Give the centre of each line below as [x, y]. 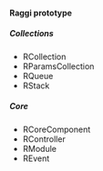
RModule [40, 148]
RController [44, 139]
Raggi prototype [41, 13]
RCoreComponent [57, 129]
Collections [32, 34]
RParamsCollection [58, 66]
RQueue [38, 75]
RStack [36, 85]
